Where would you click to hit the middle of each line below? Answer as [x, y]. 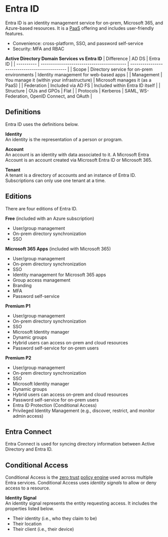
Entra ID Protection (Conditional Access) [55, 405]
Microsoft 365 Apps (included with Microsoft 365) [58, 249]
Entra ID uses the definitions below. [42, 124]
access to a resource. [28, 488]
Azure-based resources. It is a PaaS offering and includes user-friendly [80, 28]
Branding [22, 285]
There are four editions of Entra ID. [41, 208]
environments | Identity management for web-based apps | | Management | [84, 74]
